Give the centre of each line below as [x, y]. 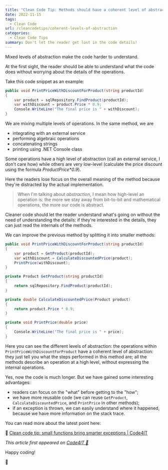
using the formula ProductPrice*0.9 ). [43, 169]
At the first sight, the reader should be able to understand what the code [79, 66]
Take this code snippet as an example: [44, 81]
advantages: [18, 382]
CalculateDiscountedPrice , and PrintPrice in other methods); [76, 403]
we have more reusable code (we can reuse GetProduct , [70, 397]
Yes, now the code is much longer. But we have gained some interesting [79, 377]
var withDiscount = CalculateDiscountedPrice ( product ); [74, 258]
